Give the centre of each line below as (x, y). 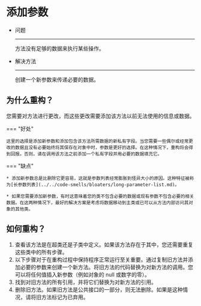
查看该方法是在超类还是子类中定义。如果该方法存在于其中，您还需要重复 (104, 244)
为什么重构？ (30, 100)
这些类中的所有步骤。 (41, 252)
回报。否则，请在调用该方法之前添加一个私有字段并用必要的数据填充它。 (86, 154)
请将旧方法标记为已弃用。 (57, 297)
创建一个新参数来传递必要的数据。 (57, 79)
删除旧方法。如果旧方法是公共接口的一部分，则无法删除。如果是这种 (99, 289)
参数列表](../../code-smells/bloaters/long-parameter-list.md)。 (98, 184)
